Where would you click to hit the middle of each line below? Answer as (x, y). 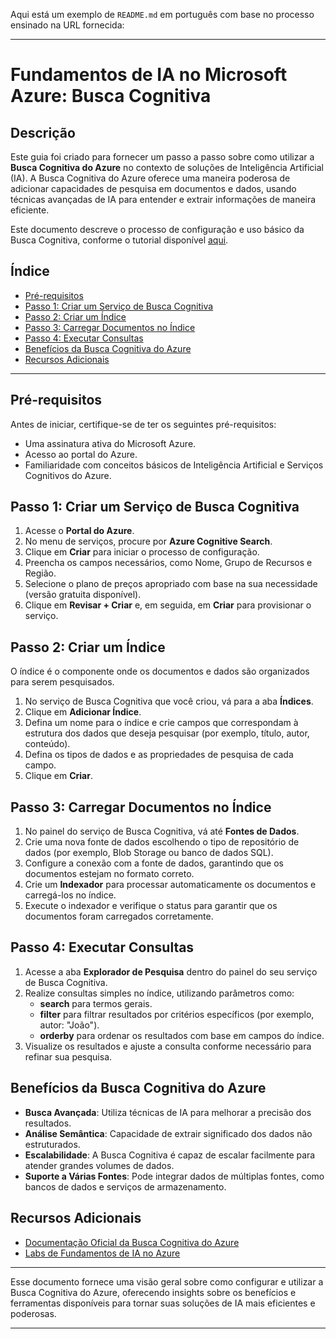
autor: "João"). (69, 1025)
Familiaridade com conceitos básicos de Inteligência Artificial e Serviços (174, 465)
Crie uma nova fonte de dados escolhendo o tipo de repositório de (162, 842)
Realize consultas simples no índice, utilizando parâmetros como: (159, 993)
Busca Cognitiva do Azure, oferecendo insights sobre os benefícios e (153, 1292)
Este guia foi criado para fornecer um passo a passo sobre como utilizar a (162, 157)
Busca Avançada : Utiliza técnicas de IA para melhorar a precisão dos (168, 1112)
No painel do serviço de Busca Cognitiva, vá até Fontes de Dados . (162, 831)
